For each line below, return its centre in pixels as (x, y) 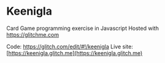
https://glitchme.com (33, 34)
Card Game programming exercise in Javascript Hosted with (83, 28)
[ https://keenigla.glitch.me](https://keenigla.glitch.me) (75, 53)
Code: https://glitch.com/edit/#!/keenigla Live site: (70, 46)
